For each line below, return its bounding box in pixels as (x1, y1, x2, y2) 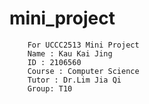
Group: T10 (27, 83, 73, 94)
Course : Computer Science (27, 66, 140, 76)
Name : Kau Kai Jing (27, 48, 113, 59)
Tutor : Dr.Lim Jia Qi (27, 75, 122, 85)
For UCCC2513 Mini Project (27, 40, 140, 50)
